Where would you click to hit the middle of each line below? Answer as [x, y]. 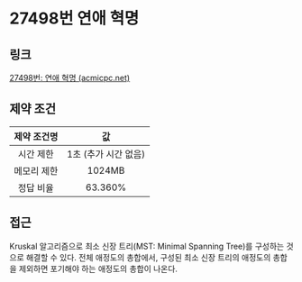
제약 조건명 [36, 136]
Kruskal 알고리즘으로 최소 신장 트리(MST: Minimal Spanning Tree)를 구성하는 [147, 246]
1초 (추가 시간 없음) [106, 154]
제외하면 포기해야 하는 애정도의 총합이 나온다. [98, 268]
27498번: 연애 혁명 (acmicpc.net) [70, 78]
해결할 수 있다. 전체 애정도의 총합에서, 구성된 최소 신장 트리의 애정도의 [148, 257]
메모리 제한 [36, 170]
